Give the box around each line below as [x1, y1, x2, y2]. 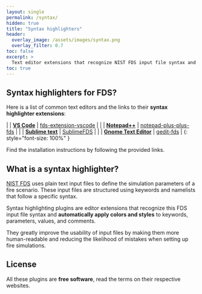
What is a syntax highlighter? [6, 164, 119, 174]
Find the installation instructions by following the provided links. [6, 146, 165, 154]
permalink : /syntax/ [6, 15, 59, 21]
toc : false [6, 48, 34, 54]
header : [6, 31, 26, 38]
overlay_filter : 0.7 [11, 43, 64, 49]
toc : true [6, 65, 31, 71]
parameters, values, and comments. [6, 217, 96, 224]
